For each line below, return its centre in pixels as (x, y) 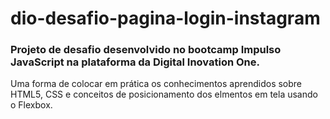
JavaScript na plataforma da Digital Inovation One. (135, 62)
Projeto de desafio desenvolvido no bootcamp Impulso (146, 50)
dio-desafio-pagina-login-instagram (165, 18)
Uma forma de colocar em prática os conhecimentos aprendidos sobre (156, 84)
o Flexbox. (31, 105)
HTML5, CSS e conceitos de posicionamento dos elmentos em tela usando (164, 94)
